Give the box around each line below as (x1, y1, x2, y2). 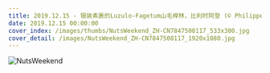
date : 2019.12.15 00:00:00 (8, 19, 99, 27)
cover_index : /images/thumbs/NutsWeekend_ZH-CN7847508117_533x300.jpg (8, 26, 250, 34)
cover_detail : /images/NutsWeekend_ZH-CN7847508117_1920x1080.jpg (8, 34, 235, 43)
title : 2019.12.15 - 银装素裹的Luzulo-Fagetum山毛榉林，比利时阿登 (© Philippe (8, 11, 264, 20)
